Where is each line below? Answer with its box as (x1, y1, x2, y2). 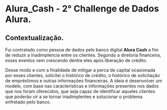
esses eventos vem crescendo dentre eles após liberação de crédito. (5, 57, 147, 63)
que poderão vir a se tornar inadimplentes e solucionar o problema (5, 93, 142, 99)
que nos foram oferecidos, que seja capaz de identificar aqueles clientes (5, 88, 155, 94)
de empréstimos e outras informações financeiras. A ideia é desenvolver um (5, 78, 162, 83)
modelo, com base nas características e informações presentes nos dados (5, 83, 159, 89)
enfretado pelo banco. (5, 99, 51, 105)
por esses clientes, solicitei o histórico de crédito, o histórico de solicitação (5, 72, 160, 78)
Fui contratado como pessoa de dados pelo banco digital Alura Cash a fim (5, 47, 159, 52)
